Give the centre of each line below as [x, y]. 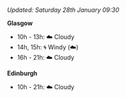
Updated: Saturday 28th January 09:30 [63, 10]
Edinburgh [22, 73]
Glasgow [20, 23]
